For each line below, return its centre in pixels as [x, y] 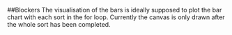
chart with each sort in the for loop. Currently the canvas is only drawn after [116, 17]
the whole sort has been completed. [59, 24]
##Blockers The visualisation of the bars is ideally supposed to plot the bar [115, 10]
